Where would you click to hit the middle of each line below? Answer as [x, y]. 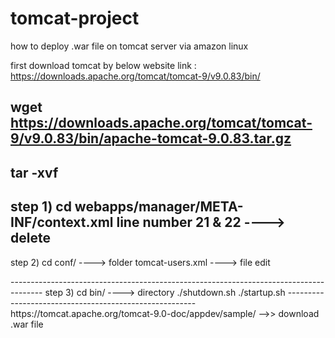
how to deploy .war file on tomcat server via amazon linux [129, 46]
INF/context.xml [62, 222]
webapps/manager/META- [159, 207]
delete [30, 238]
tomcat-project [75, 18]
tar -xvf [34, 172]
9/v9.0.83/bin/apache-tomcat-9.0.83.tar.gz [151, 138]
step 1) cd [41, 207]
